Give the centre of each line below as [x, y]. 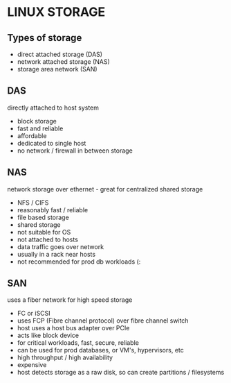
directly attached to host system [53, 108]
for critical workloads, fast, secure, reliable [78, 343]
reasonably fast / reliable [53, 210]
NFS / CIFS [33, 203]
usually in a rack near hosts [56, 254]
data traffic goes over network [61, 246]
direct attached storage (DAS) [59, 54]
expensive [32, 365]
